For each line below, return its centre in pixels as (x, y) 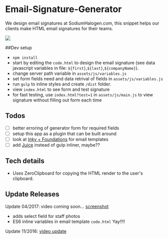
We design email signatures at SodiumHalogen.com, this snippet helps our (82, 23)
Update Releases (32, 194)
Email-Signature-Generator (64, 9)
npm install (25, 58)
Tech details (25, 161)
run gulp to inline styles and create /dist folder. (62, 84)
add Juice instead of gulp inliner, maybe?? (56, 145)
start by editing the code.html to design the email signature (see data (84, 63)
